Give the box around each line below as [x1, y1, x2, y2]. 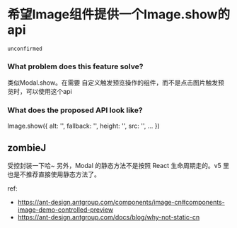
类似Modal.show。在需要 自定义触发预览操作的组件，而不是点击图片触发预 [7, 78, 225, 87]
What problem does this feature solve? [7, 61, 144, 71]
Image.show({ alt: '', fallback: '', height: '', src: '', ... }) [7, 121, 161, 130]
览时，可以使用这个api [7, 88, 72, 96]
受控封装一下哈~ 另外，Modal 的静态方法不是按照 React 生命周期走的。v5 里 [7, 162, 230, 170]
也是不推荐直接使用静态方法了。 [7, 170, 100, 179]
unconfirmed [7, 45, 42, 52]
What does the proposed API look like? [7, 105, 143, 115]
